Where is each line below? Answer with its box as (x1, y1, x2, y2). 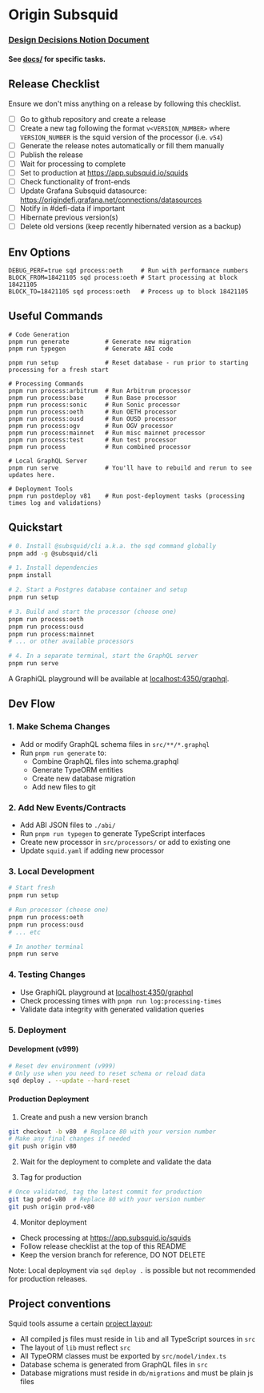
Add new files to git (31, 781, 96, 791)
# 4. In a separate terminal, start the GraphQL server (8, 652, 198, 660)
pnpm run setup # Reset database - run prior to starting (8, 358, 249, 366)
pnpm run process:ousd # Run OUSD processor (8, 414, 178, 422)
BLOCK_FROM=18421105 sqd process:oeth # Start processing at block (8, 274, 238, 282)
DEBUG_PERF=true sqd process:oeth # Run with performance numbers (8, 267, 249, 275)
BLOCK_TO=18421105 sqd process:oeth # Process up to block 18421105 (8, 288, 249, 296)
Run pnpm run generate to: (19, 748, 106, 757)
